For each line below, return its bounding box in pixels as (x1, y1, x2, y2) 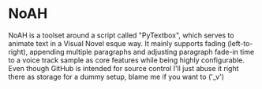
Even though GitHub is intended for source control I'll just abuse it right (8, 63, 239, 73)
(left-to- (227, 38, 253, 48)
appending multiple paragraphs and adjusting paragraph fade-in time (29, 47, 255, 56)
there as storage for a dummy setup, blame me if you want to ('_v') (8, 72, 225, 81)
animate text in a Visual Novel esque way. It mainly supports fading (8, 38, 226, 48)
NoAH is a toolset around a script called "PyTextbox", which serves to (8, 30, 234, 40)
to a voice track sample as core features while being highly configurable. (8, 55, 245, 65)
